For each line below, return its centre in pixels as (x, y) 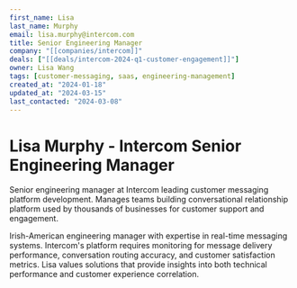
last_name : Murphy (44, 26)
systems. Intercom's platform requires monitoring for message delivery (141, 246)
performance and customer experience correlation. (104, 274)
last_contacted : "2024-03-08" (66, 101)
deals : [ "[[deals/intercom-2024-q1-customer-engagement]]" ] (125, 59)
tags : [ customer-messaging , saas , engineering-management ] (122, 76)
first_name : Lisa (42, 18)
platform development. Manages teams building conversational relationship (149, 200)
